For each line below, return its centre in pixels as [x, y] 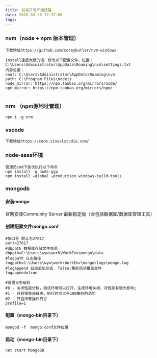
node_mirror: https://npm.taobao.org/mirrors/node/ [61, 83]
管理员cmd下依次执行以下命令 [32, 167]
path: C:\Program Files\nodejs [38, 79]
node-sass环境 [24, 155]
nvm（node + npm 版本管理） [42, 38]
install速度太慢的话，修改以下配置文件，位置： [49, 60]
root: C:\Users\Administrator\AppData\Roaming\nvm [60, 75]
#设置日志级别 [18, 282]
